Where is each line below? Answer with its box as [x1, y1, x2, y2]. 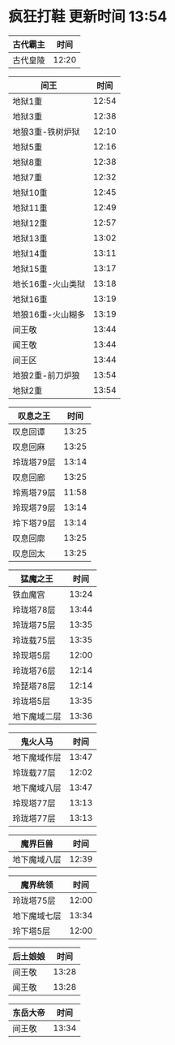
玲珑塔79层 [12, 456, 56, 468]
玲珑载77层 [12, 766, 56, 778]
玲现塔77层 [12, 797, 56, 809]
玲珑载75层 [12, 634, 56, 646]
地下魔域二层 [12, 710, 62, 722]
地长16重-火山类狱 [12, 278, 86, 289]
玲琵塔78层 [12, 680, 56, 691]
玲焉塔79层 [12, 486, 56, 498]
